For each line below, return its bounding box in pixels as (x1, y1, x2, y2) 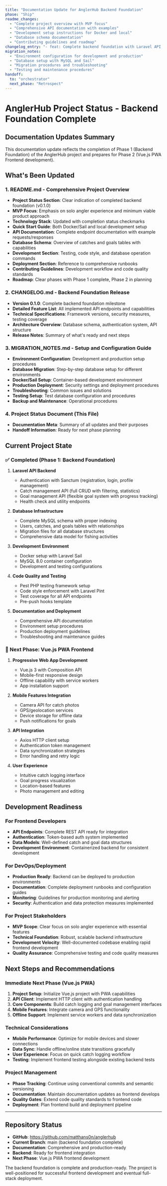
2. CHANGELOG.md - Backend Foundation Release (5, 289, 130, 296)
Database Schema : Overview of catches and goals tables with (12, 240, 141, 246)
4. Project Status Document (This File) (5, 410, 99, 417)
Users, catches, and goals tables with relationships (19, 523, 124, 529)
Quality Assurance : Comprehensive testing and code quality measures (12, 950, 159, 956)
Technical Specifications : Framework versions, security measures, (12, 311, 151, 317)
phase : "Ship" (5, 12, 35, 17)
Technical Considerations (5, 1024, 69, 1031)
